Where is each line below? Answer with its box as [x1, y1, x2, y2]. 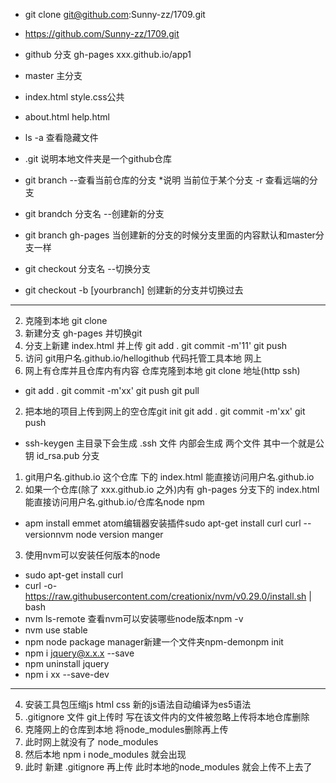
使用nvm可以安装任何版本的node [24, 549, 161, 561]
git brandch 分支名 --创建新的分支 [24, 208, 165, 219]
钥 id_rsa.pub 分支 [24, 450, 100, 461]
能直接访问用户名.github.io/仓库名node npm [24, 496, 205, 508]
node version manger [75, 529, 164, 540]
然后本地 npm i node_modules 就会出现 [24, 749, 187, 760]
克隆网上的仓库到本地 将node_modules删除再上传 [24, 724, 229, 735]
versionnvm [24, 529, 74, 540]
